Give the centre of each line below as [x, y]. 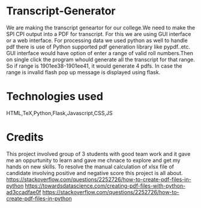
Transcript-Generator [61, 11]
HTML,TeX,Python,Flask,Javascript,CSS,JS [59, 113]
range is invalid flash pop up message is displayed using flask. [83, 72]
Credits [25, 138]
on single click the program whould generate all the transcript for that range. [100, 59]
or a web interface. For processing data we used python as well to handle [97, 40]
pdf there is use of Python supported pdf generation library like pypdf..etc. [98, 47]
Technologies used [55, 97]
